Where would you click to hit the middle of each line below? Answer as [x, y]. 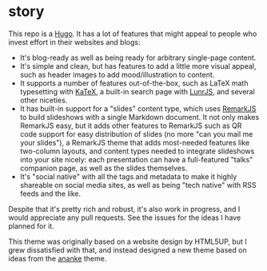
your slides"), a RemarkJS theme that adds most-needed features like [135, 142]
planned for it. [31, 225]
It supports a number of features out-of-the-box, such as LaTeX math [134, 83]
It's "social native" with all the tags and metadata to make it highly [128, 176]
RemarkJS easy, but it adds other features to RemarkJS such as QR [131, 126]
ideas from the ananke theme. [58, 258]
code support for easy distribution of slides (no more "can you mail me [136, 134]
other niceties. [44, 100]
